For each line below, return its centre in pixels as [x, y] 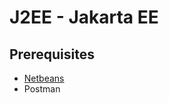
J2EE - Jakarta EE [84, 17]
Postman [42, 89]
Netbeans [44, 78]
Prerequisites [52, 54]
